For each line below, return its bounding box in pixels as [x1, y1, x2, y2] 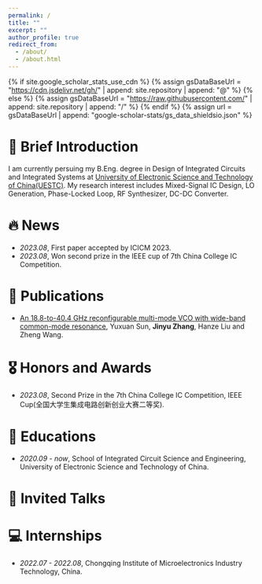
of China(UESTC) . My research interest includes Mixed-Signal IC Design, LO [8, 180, 255, 189]
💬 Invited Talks [8, 489, 106, 507]
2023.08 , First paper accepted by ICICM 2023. [19, 243, 172, 252]
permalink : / [8, 11, 51, 20]
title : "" [8, 19, 41, 27]
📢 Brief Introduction [8, 138, 139, 156]
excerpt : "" [8, 26, 47, 34]
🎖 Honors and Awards [8, 358, 152, 376]
